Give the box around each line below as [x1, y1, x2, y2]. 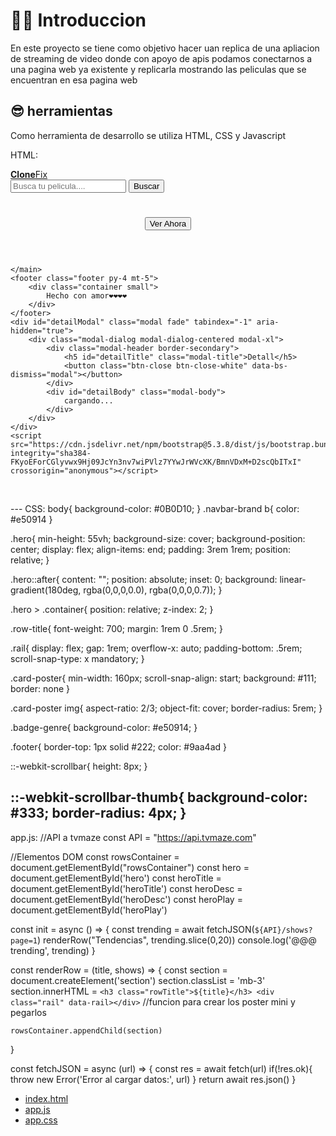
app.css [24, 1114, 58, 1126]
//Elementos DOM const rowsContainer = [10, 850, 180, 863]
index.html [24, 1092, 69, 1104]
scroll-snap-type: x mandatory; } [10, 652, 145, 664]
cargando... [63, 395, 114, 406]
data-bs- [251, 360, 288, 371]
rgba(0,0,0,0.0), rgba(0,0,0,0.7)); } [83, 584, 223, 596]
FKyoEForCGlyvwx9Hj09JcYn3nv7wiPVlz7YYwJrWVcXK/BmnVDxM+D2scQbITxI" [10, 457, 302, 467]
